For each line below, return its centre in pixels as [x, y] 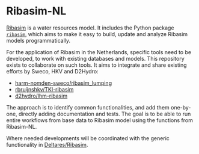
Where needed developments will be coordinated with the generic [88, 138]
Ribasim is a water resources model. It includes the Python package [90, 28]
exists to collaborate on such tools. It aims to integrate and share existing [96, 65]
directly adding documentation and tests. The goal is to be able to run [105, 114]
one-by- [181, 107]
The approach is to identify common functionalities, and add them [88, 107]
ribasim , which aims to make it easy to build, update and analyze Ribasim [97, 34]
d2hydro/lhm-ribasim [41, 96]
